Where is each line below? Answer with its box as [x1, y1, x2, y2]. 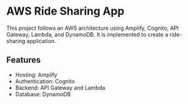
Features [6, 55, 41, 65]
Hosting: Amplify [15, 71, 58, 78]
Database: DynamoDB [15, 90, 71, 98]
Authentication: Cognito [15, 77, 75, 85]
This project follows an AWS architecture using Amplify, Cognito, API [6, 24, 179, 32]
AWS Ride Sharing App [6, 4, 125, 18]
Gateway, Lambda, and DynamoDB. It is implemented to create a [6, 30, 168, 38]
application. [26, 37, 56, 44]
